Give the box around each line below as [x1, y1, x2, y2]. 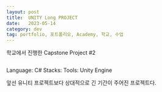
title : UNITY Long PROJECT [6, 15, 78, 21]
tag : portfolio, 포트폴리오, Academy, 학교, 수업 [6, 32, 124, 38]
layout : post [6, 9, 40, 15]
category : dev [6, 26, 43, 32]
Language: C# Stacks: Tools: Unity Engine [6, 66, 112, 74]
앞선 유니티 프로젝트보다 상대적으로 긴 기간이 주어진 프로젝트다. [6, 79, 157, 87]
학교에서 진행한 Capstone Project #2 [6, 49, 96, 57]
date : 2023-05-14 [6, 20, 56, 26]
